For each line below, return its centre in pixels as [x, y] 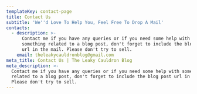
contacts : [18, 28]
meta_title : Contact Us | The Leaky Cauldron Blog [69, 60]
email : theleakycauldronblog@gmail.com [65, 55]
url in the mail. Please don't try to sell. [77, 50]
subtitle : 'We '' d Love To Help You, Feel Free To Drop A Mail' [85, 22]
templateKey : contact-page [39, 11]
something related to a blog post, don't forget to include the [102, 44]
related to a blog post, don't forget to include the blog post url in [101, 76]
